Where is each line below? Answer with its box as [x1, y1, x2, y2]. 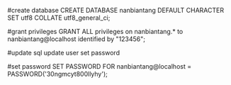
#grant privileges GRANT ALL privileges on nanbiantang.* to [7, 28, 184, 35]
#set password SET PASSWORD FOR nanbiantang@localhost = [7, 62, 192, 70]
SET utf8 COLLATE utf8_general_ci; [7, 13, 111, 22]
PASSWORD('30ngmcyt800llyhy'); [7, 70, 108, 78]
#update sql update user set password [7, 49, 120, 57]
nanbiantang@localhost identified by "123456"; [7, 35, 146, 43]
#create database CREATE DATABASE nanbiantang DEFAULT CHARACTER [7, 6, 225, 14]
